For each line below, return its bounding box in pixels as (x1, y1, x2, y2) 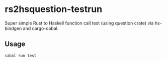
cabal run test (5, 53, 37, 58)
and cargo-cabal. (23, 25, 59, 31)
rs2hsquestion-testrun (5, 3, 103, 15)
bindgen (5, 25, 22, 31)
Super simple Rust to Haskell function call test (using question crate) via (5, 20, 154, 26)
